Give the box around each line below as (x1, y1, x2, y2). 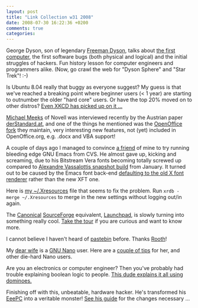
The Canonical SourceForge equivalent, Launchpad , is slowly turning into (6, 211, 184, 219)
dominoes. (6, 277, 32, 284)
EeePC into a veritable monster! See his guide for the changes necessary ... (6, 295, 190, 302)
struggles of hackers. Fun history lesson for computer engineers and (6, 60, 173, 67)
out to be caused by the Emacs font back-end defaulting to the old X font (6, 169, 184, 177)
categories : (6, 31, 35, 37)
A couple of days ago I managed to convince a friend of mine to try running (6, 145, 190, 152)
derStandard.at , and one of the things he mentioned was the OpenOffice (6, 120, 183, 127)
